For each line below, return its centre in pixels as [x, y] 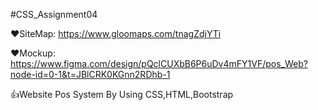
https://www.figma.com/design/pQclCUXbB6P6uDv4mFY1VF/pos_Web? [159, 63]
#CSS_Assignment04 [54, 14]
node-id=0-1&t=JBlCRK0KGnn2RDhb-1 [90, 74]
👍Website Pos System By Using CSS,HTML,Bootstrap [122, 94]
